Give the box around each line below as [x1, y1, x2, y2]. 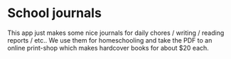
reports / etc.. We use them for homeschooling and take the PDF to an [7, 36, 213, 44]
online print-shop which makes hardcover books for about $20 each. [7, 43, 210, 52]
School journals [7, 5, 102, 21]
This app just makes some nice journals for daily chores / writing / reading [7, 28, 225, 37]
